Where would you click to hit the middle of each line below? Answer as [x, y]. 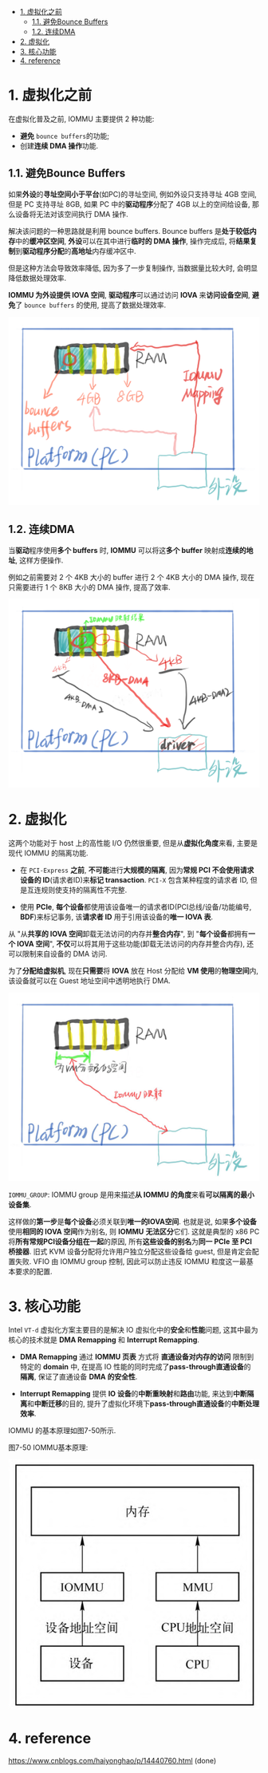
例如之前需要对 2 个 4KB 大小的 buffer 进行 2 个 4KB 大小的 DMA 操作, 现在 [132, 577]
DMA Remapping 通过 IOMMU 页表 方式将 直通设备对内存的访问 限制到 [137, 1357]
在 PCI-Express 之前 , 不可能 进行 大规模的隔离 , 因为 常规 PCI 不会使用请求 [137, 870]
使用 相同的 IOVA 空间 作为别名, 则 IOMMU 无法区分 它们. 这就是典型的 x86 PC [134, 1231]
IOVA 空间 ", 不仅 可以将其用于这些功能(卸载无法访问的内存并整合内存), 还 [136, 943]
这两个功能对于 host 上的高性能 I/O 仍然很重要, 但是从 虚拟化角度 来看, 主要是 [133, 843]
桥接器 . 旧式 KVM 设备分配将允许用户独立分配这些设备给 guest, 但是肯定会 [130, 1251]
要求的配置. [34, 1271]
